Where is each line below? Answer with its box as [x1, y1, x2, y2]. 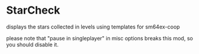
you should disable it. [6, 41, 59, 48]
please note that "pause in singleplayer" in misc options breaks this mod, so [6, 34, 193, 42]
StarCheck [6, 4, 60, 17]
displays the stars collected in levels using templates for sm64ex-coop [6, 23, 180, 30]
